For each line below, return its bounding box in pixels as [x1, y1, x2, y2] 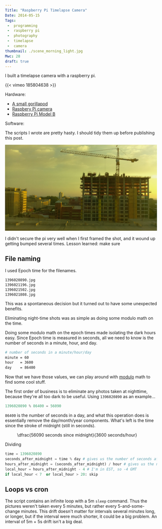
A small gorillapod [12, 101, 48, 107]
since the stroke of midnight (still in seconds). [5, 423, 95, 429]
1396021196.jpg [5, 282, 36, 287]
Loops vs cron [5, 485, 49, 494]
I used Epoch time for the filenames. [5, 267, 77, 273]
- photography [7, 33, 38, 38]
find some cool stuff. [5, 379, 46, 385]
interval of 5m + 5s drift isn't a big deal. [5, 519, 83, 525]
